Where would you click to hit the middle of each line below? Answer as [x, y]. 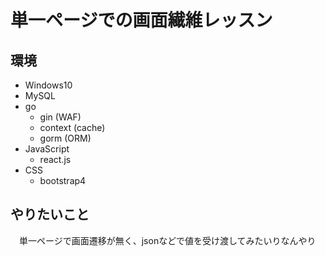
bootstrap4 [63, 180]
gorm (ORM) [65, 138]
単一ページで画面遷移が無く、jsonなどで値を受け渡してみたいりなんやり [167, 240]
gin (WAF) [60, 117]
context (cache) [72, 127]
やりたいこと [50, 214]
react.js [55, 159]
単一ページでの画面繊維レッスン [141, 20]
